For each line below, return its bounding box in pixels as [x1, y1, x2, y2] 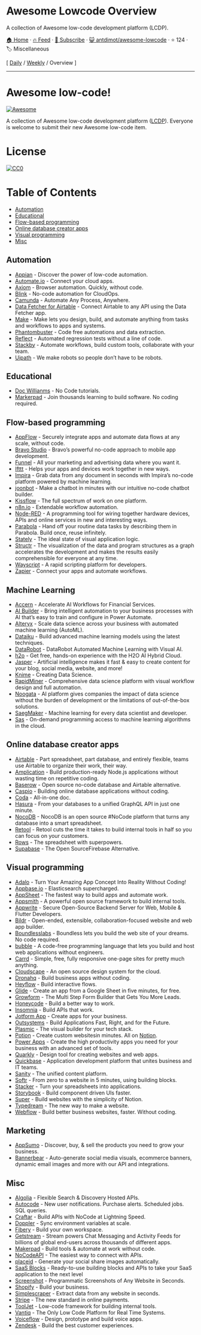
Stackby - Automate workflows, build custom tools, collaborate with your [14, 341, 194, 348]
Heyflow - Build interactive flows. [14, 980, 98, 988]
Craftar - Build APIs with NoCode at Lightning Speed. [14, 1213, 146, 1221]
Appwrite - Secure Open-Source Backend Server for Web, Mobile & [14, 903, 181, 911]
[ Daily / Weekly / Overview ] [6, 59, 77, 66]
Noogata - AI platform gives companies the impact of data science [14, 690, 179, 697]
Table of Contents [6, 186, 97, 199]
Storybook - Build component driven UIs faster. [14, 1089, 132, 1096]
